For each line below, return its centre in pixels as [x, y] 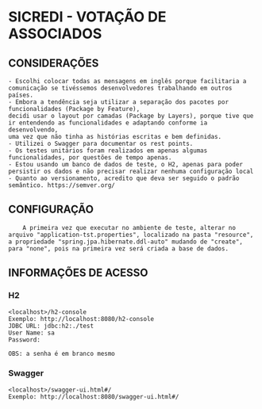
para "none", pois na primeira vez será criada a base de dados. [118, 248]
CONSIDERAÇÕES [54, 63]
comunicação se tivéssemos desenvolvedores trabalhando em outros [120, 88]
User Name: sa [32, 333]
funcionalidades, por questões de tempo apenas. [90, 158]
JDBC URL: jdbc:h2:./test [51, 326]
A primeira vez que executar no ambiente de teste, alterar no [129, 227]
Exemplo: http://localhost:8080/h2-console [81, 319]
